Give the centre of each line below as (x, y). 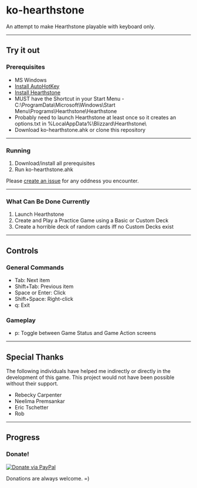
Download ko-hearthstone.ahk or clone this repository (80, 130)
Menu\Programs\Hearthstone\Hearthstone (66, 111)
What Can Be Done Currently (48, 201)
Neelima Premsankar (40, 401)
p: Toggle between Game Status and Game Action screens (85, 333)
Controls (22, 251)
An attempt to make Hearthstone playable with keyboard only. (81, 26)
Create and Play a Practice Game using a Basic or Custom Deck (91, 221)
